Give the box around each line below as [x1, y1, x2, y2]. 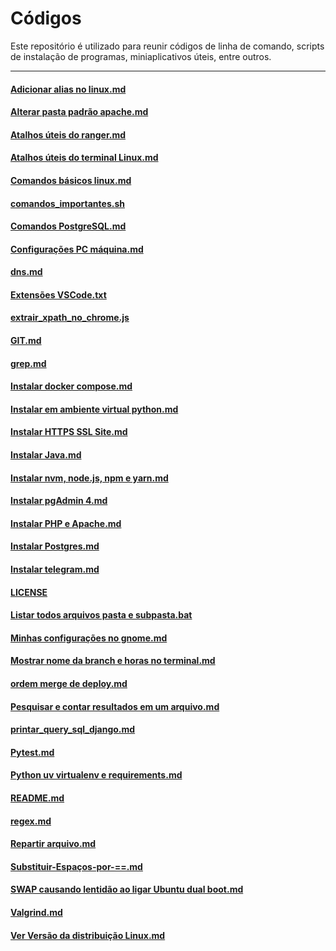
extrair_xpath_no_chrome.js [10, 312, 130, 324]
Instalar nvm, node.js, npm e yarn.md [10, 472, 169, 484]
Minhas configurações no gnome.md [10, 632, 168, 644]
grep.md [10, 357, 47, 369]
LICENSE [10, 586, 48, 598]
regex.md [10, 815, 52, 827]
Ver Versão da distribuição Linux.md [10, 929, 166, 941]
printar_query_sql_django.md [10, 723, 136, 736]
